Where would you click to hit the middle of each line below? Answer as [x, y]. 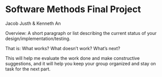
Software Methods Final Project [73, 9]
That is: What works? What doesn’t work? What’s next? [63, 48]
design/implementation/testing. [38, 38]
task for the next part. [28, 69]
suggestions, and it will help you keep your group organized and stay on [81, 63]
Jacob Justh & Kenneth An [33, 23]
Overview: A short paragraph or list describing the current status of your [81, 33]
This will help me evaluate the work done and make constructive [73, 58]
